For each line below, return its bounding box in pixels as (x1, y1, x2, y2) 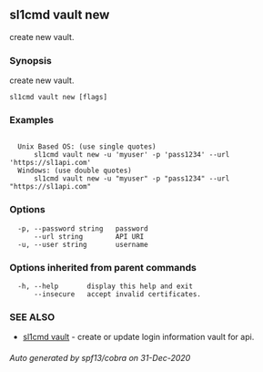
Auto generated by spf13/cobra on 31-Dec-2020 (9, 352, 191, 363)
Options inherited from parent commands (9, 261, 197, 274)
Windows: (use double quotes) (17, 166, 132, 176)
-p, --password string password (17, 223, 148, 233)
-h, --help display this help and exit (17, 282, 194, 291)
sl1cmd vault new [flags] (9, 93, 107, 102)
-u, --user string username (17, 240, 148, 249)
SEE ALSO (9, 310, 56, 323)
